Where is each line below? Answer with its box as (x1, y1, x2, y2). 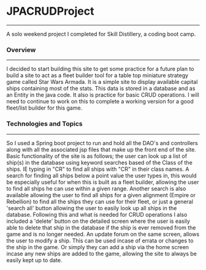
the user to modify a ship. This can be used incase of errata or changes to (6, 237, 194, 244)
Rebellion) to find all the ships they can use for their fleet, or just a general (6, 198, 193, 205)
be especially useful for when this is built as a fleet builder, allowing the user (6, 178, 199, 186)
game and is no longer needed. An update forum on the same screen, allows (6, 230, 200, 238)
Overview (6, 45, 36, 54)
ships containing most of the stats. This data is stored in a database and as (6, 84, 196, 92)
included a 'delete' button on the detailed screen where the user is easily (6, 217, 190, 225)
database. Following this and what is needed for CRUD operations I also (6, 211, 188, 218)
